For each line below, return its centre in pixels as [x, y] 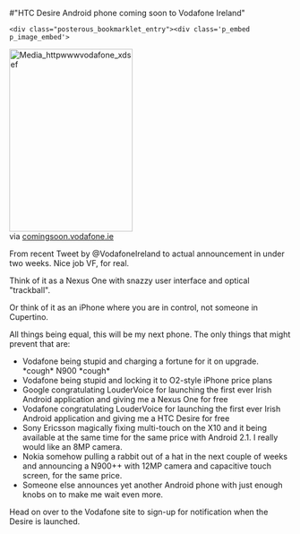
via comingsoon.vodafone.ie [62, 236]
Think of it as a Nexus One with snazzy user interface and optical [129, 280]
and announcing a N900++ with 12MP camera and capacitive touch [146, 466]
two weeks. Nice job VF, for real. [69, 263]
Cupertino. [29, 317]
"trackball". [30, 290]
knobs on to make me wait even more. [93, 495]
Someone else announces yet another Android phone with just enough [152, 485]
